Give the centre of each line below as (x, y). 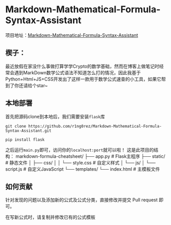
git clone (16, 126)
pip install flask (25, 139)
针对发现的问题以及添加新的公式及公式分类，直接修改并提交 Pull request (82, 200)
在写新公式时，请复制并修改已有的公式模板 (50, 217)
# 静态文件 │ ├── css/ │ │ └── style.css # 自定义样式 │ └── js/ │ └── (80, 162)
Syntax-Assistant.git (28, 131)
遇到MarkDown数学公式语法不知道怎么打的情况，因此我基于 (78, 72)
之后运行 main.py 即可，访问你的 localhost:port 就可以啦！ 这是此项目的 (80, 150)
